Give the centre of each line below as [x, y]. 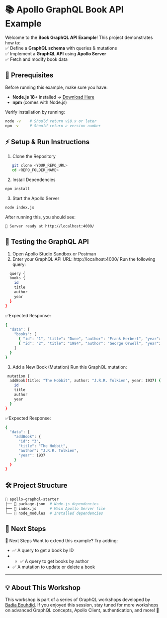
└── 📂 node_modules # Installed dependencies [54, 513]
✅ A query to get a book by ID [43, 550]
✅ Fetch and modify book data [37, 59]
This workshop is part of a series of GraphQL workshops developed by [78, 600]
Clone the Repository [34, 156]
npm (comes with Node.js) [40, 102]
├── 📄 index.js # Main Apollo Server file [55, 509]
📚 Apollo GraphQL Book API [65, 10]
